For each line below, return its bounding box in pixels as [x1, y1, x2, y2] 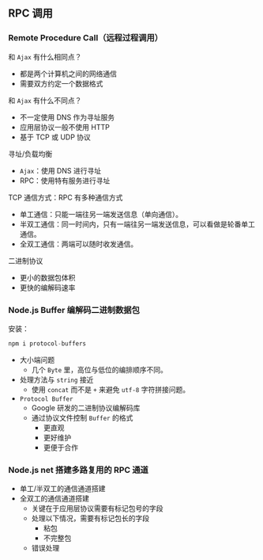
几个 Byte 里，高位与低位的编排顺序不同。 [31, 364, 168, 374]
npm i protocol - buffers [8, 339, 87, 348]
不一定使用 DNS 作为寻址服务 [19, 112, 115, 122]
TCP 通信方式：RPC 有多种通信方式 [8, 192, 123, 202]
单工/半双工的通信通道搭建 [19, 484, 106, 493]
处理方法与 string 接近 [19, 375, 94, 384]
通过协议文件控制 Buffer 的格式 [31, 413, 133, 422]
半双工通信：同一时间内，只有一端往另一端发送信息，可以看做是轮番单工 [19, 219, 255, 229]
